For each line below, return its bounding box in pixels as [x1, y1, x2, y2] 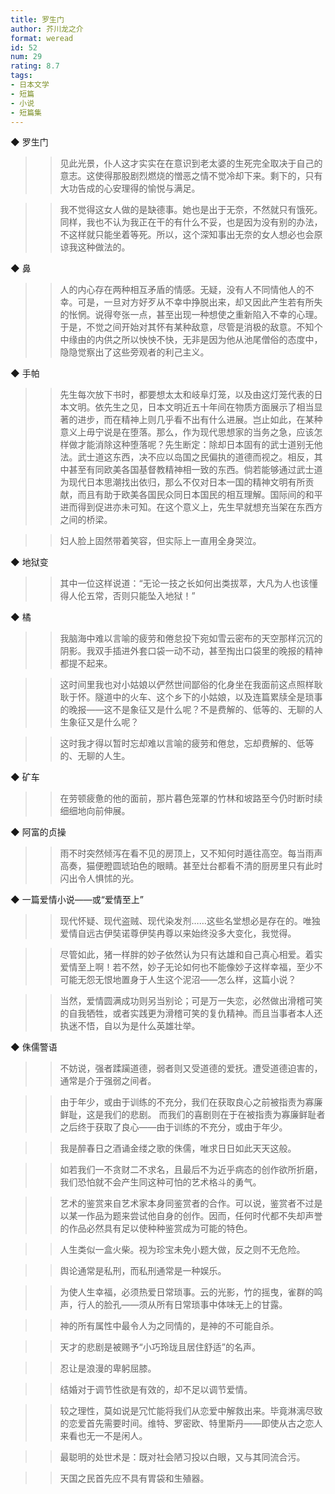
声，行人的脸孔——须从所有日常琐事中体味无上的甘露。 [59, 1299, 288, 1311]
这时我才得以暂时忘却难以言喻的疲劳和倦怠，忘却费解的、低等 [59, 737, 315, 750]
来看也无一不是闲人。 [59, 1430, 148, 1442]
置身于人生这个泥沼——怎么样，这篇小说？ [121, 974, 297, 986]
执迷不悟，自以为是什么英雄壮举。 [59, 1020, 201, 1032]
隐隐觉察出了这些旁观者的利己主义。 [59, 346, 210, 358]
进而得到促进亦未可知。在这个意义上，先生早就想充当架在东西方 [59, 501, 323, 513]
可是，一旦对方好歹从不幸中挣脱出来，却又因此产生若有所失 [77, 296, 323, 308]
